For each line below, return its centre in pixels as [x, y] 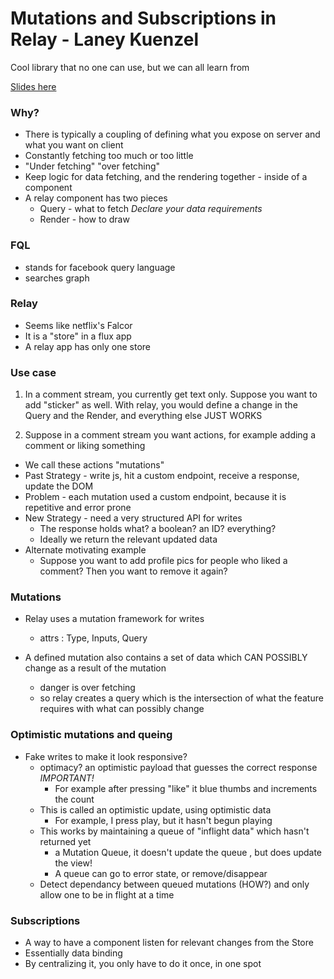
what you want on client [74, 145]
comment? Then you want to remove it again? [133, 571]
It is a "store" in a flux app [78, 336]
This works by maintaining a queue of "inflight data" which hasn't [174, 831]
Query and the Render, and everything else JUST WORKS [143, 416]
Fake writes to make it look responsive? [106, 756]
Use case [33, 372]
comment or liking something [85, 446]
